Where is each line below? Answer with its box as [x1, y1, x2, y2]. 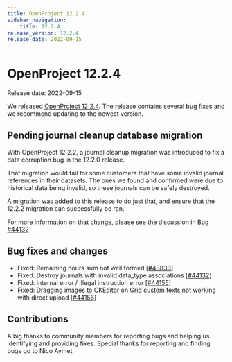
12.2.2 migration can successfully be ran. [7, 204, 125, 212]
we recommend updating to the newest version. [7, 110, 144, 118]
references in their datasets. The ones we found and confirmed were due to [7, 176, 224, 184]
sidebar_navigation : [7, 17, 67, 24]
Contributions [7, 313, 69, 325]
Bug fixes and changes [7, 245, 109, 257]
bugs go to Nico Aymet [7, 346, 73, 354]
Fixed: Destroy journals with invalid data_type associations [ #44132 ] [17, 271, 212, 279]
